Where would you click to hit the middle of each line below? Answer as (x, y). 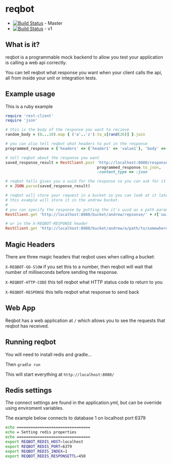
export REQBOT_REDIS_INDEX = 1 (36, 451)
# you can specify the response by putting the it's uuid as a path (80, 210)
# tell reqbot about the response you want (52, 158)
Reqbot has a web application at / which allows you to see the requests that (85, 320)
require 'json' (21, 120)
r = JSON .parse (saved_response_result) (48, 186)
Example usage (30, 94)
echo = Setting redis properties (41, 432)
